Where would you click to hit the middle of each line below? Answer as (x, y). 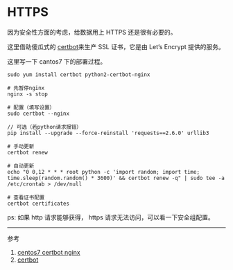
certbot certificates (38, 204)
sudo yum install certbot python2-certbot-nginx (79, 74)
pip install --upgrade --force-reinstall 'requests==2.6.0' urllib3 (108, 133)
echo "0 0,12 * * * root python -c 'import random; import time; (103, 172)
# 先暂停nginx (26, 88)
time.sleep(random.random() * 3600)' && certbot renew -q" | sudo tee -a (116, 178)
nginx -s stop (28, 94)
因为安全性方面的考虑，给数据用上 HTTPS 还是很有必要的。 (92, 32)
